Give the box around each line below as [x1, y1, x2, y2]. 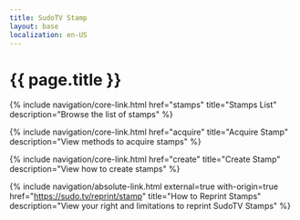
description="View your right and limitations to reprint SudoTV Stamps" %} [9, 201, 292, 212]
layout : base [9, 22, 59, 31]
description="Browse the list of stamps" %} [9, 109, 173, 120]
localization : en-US [9, 30, 88, 39]
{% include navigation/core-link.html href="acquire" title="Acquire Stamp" [9, 126, 289, 137]
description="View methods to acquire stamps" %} [9, 136, 202, 147]
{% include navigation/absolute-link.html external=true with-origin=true [9, 181, 279, 192]
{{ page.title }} [9, 69, 122, 90]
